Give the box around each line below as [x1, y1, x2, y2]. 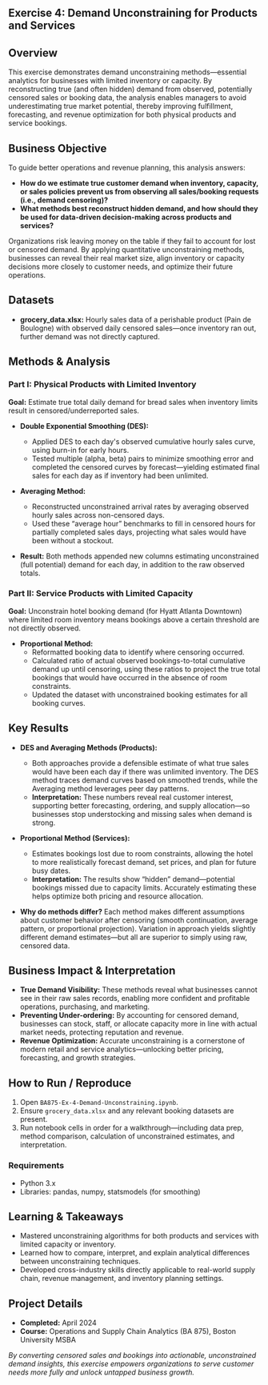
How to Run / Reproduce [8, 1076, 132, 1090]
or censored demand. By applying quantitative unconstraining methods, [8, 245, 245, 254]
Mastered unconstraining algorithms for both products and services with [19, 1231, 259, 1241]
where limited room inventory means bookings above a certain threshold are [8, 614, 260, 624]
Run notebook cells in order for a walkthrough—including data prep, [19, 1123, 244, 1133]
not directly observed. [8, 623, 82, 633]
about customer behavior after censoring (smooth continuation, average [19, 915, 258, 925]
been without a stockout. [31, 535, 114, 545]
